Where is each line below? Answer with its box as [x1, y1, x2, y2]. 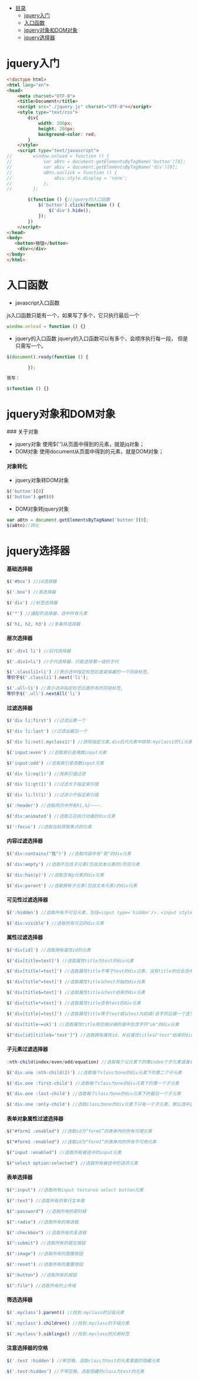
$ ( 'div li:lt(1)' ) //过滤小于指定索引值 [6, 792, 99, 798]
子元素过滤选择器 [6, 1046, 48, 1053]
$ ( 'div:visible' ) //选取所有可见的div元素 [6, 920, 105, 926]
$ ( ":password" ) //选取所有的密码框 [6, 1208, 87, 1214]
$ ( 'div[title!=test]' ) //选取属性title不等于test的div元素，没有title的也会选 [6, 968, 189, 974]
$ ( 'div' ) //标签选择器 [6, 599, 58, 606]
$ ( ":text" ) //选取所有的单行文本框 [6, 1197, 85, 1203]
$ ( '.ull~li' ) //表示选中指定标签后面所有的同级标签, [6, 685, 123, 691]
